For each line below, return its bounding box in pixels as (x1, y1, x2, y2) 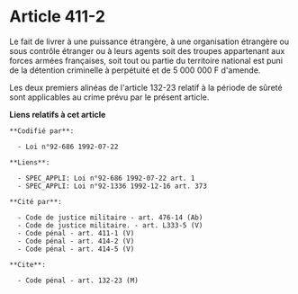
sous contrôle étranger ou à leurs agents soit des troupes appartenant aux (9, 45, 285, 56)
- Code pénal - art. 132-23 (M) (17, 276, 140, 285)
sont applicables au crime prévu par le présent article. (9, 92, 210, 102)
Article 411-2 (9, 6, 106, 27)
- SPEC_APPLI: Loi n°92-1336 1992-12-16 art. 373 (17, 182, 207, 191)
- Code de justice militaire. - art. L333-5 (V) (17, 220, 203, 230)
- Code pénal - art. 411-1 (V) (17, 228, 135, 237)
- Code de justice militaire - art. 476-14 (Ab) (17, 213, 203, 222)
